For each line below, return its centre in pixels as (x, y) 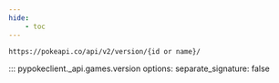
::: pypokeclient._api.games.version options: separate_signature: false (139, 68)
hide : (19, 18)
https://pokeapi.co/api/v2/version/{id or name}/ (105, 51)
